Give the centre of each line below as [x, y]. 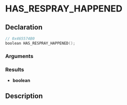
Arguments [19, 56]
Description [24, 96]
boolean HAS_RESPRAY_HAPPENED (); [40, 43]
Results [15, 69]
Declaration [24, 27]
